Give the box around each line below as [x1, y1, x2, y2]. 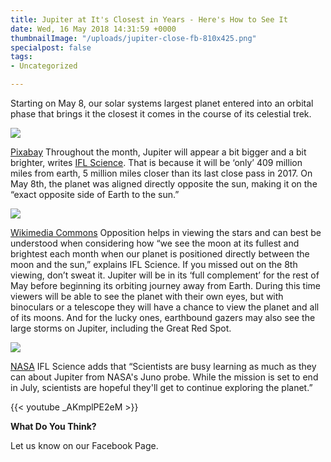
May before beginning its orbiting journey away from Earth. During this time [10, 280, 322, 291]
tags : [10, 52, 33, 62]
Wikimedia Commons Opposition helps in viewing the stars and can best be [10, 227, 322, 238]
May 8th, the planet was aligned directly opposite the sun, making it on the [10, 178, 318, 190]
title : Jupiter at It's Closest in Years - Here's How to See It [10, 14, 288, 25]
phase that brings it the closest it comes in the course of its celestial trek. [10, 108, 312, 120]
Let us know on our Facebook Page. [10, 440, 159, 451]
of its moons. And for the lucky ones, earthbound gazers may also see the [10, 312, 316, 323]
